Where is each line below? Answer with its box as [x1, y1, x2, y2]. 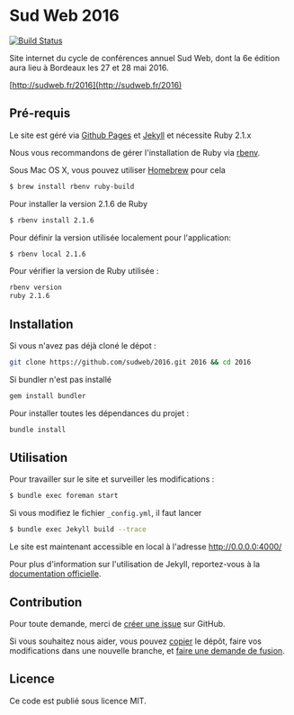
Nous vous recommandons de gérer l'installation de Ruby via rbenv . [9, 147, 261, 158]
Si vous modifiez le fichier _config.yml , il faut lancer [9, 508, 202, 519]
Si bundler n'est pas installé [9, 374, 112, 385]
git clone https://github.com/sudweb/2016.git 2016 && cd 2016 [9, 357, 252, 367]
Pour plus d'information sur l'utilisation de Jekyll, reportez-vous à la [9, 559, 261, 570]
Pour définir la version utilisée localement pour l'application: [9, 231, 232, 243]
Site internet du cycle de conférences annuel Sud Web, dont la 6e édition [9, 52, 281, 63]
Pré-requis [9, 105, 71, 122]
